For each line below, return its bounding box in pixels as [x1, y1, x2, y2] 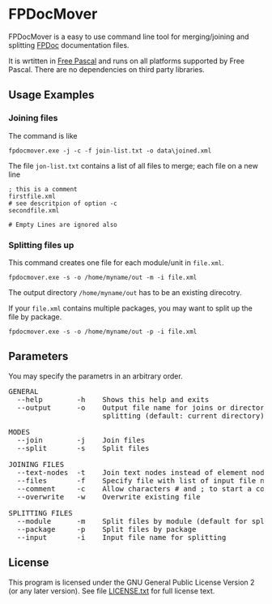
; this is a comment [8, 185, 79, 193]
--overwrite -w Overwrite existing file [16, 492, 201, 501]
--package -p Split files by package [16, 525, 197, 533]
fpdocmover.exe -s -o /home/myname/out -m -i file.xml [8, 273, 198, 281]
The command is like [8, 131, 79, 140]
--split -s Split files [16, 443, 150, 452]
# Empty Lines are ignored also [8, 221, 117, 229]
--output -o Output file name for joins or [16, 403, 227, 412]
